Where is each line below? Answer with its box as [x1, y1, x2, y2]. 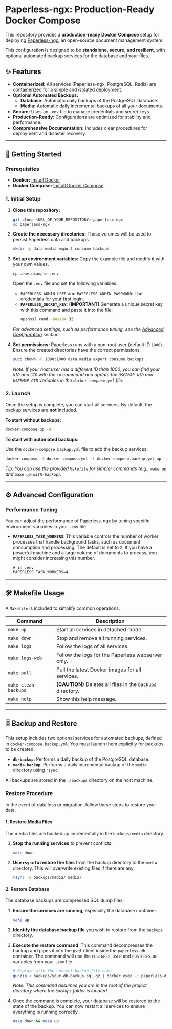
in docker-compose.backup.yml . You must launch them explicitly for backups [5, 741, 164, 747]
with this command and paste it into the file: [20, 307, 113, 313]
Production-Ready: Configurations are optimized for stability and [12, 114, 151, 120]
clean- [20, 682, 37, 688]
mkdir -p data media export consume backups [12, 246, 110, 251]
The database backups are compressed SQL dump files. [5, 897, 124, 904]
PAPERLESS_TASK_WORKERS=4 [12, 569, 68, 574]
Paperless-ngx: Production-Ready [5, 4, 155, 15]
